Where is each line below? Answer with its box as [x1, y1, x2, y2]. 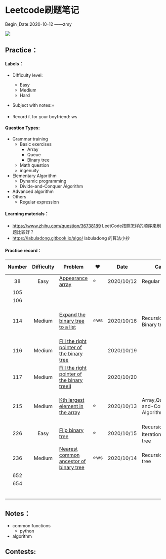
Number [7, 263, 27, 270]
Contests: [5, 548, 36, 556]
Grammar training [12, 136, 48, 141]
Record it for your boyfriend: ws [12, 113, 78, 119]
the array [59, 409, 81, 416]
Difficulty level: [12, 72, 43, 78]
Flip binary [59, 427, 84, 434]
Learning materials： [5, 211, 49, 217]
